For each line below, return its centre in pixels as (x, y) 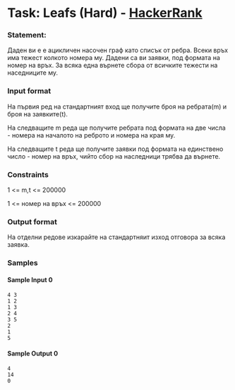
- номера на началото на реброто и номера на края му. (91, 135)
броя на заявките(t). (38, 114)
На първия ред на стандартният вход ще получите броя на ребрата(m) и (117, 106)
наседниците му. (33, 73)
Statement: (27, 35)
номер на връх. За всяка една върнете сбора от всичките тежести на (113, 66)
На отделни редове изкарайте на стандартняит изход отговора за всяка (116, 237)
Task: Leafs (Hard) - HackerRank (105, 13)
